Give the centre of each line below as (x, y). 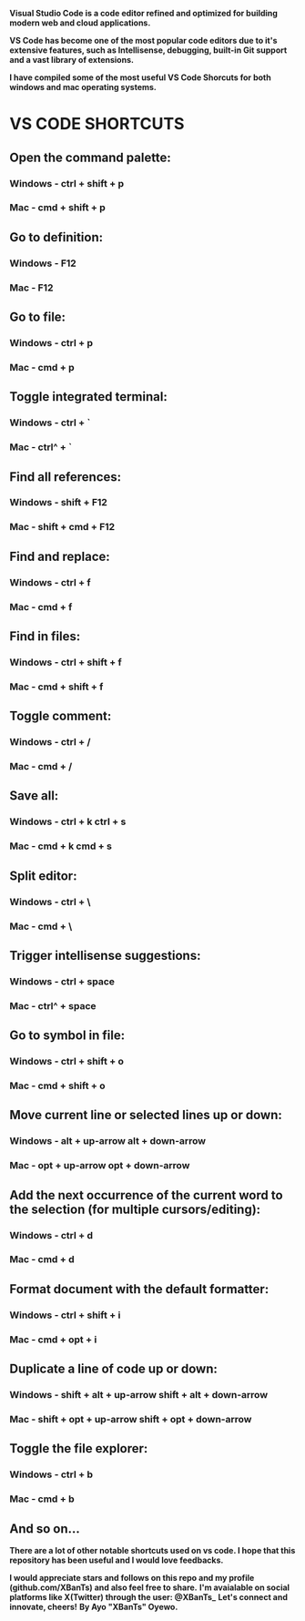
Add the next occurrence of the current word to (147, 1195)
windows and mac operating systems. (83, 87)
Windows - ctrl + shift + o (67, 1062)
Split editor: (43, 876)
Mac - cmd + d (42, 1259)
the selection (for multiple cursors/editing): (135, 1209)
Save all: (34, 796)
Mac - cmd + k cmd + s (61, 846)
